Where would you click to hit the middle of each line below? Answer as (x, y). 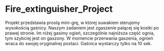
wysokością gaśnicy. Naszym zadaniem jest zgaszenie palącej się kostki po (82, 27)
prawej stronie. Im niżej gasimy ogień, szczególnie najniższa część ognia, (80, 33)
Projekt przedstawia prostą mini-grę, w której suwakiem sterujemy (73, 23)
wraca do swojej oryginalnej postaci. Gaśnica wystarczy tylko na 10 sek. (79, 43)
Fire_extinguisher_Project (59, 9)
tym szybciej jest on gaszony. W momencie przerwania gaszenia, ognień (79, 38)
